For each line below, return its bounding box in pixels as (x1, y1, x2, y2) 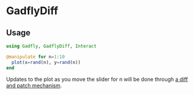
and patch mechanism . (6, 81, 62, 89)
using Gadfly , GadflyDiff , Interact (6, 43, 97, 49)
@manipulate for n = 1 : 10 (6, 54, 65, 60)
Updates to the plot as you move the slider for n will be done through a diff (6, 76, 188, 83)
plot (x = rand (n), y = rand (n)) (11, 59, 81, 65)
